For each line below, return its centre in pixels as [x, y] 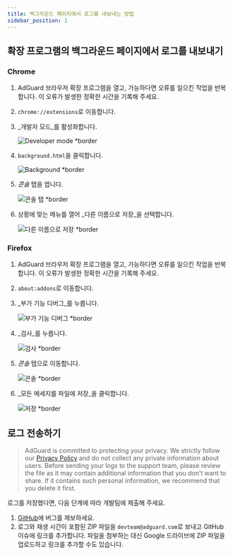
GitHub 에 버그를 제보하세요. [56, 518]
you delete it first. [50, 488]
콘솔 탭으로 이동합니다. [49, 364]
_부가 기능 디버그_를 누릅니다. [58, 303]
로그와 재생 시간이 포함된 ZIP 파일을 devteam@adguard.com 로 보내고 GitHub [121, 527]
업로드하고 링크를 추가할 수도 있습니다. [70, 544]
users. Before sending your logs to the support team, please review [123, 466]
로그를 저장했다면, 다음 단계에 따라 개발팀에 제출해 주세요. [86, 503]
